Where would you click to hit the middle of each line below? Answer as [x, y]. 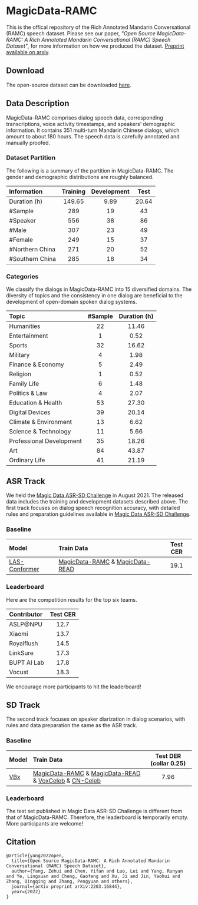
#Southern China [32, 258]
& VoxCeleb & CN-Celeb [67, 780]
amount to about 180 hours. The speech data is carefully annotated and [93, 136]
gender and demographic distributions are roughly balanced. [80, 177]
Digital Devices [30, 412]
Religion [20, 374]
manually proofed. [28, 142]
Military [19, 355]
